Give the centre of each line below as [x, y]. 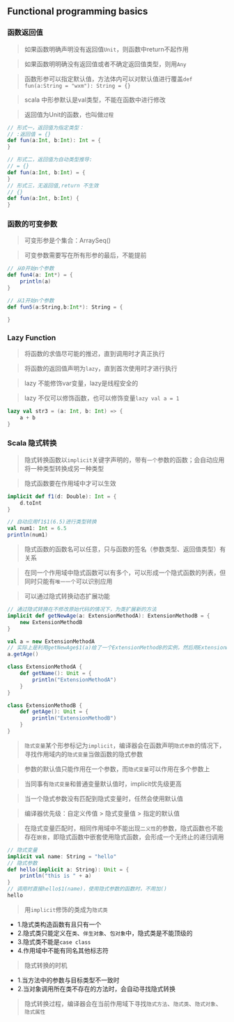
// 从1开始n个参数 [31, 300]
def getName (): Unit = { [56, 674]
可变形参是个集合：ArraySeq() [68, 240]
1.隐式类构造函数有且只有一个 [59, 924]
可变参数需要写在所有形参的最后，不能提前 [85, 255]
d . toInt [31, 503]
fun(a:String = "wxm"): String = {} [77, 86]
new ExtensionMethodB [51, 622]
